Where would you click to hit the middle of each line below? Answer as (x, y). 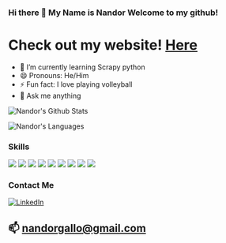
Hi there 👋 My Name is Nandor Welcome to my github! (113, 13)
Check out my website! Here (103, 45)
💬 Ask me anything (50, 95)
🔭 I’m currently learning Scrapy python (82, 67)
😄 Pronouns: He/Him (54, 75)
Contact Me (31, 185)
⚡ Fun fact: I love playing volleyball (76, 84)
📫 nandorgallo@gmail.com (77, 228)
